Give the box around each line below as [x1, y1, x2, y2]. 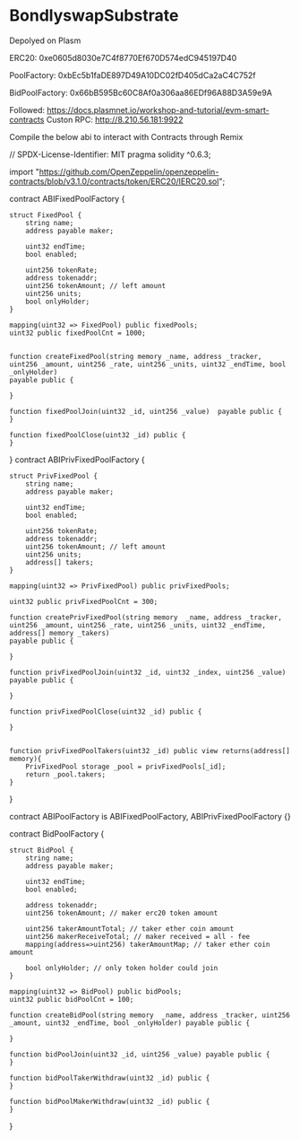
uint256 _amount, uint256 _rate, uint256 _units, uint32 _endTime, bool [9, 360, 287, 369]
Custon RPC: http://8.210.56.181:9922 [46, 114, 184, 125]
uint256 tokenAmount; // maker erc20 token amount [25, 908, 219, 917]
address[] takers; [25, 557, 94, 566]
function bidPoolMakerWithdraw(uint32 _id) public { [9, 1097, 210, 1106]
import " [9, 166, 40, 177]
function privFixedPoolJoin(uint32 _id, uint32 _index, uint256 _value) [9, 668, 287, 677]
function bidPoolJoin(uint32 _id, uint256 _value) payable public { [9, 1049, 270, 1059]
